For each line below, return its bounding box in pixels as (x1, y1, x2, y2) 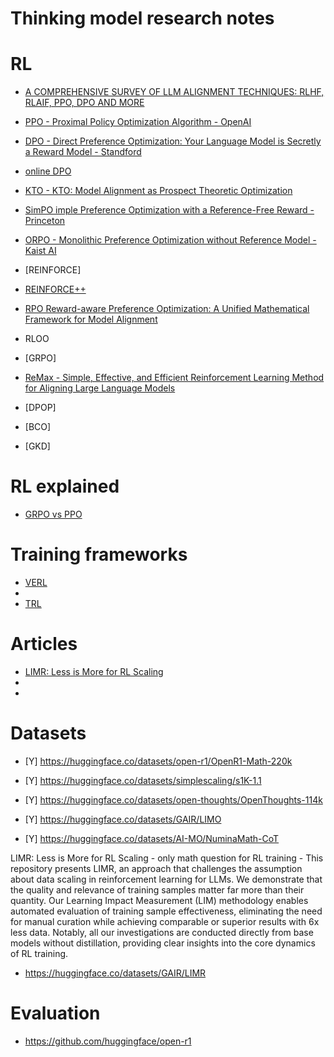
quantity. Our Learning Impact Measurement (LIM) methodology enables (10, 894, 309, 906)
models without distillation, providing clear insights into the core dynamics (10, 937, 316, 949)
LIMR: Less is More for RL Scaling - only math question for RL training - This (10, 852, 324, 864)
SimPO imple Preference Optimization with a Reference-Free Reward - (24, 204, 315, 216)
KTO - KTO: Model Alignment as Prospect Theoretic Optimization (24, 185, 293, 197)
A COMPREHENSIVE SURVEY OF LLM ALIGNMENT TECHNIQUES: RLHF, (24, 86, 325, 98)
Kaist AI (24, 245, 57, 257)
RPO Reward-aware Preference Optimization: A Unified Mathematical (24, 303, 310, 315)
